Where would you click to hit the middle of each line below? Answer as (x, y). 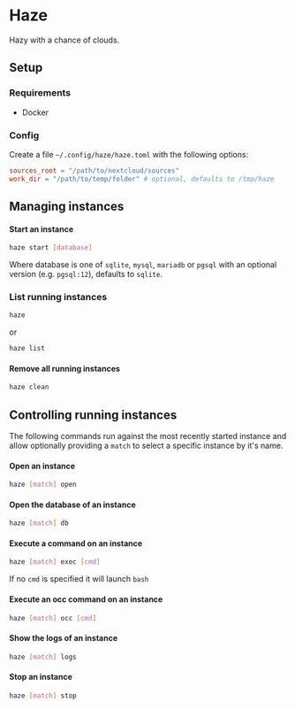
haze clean (29, 387)
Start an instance (42, 229)
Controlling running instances (93, 415)
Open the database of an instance (72, 505)
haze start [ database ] (51, 248)
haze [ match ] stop (43, 696)
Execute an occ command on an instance (86, 599)
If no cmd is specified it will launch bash (79, 579)
